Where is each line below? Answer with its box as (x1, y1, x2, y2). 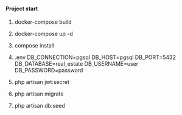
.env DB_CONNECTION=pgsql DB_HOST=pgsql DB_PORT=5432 (14, 54, 176, 61)
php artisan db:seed (14, 102, 65, 110)
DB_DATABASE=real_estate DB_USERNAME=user (14, 60, 139, 68)
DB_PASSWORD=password (14, 67, 83, 74)
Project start (5, 5, 38, 12)
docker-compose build (14, 18, 72, 26)
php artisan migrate (14, 90, 64, 97)
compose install (14, 42, 55, 49)
